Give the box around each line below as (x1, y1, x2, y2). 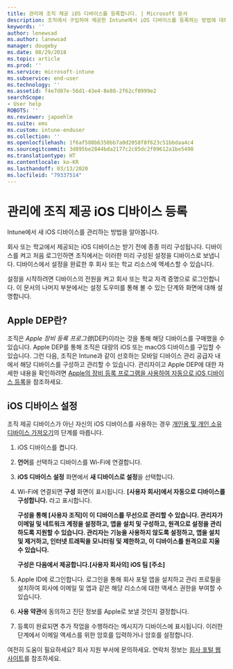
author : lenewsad (7, 29, 58, 37)
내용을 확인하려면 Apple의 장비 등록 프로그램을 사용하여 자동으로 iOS (19, 369, 206, 377)
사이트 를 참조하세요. (7, 654, 61, 663)
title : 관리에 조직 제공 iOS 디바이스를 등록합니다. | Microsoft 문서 (7, 10, 188, 17)
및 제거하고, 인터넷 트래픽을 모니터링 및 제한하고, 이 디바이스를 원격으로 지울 (17, 537, 221, 545)
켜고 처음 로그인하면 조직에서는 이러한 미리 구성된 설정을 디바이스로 (19, 251, 202, 260)
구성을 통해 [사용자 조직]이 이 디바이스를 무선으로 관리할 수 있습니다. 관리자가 (17, 511, 223, 520)
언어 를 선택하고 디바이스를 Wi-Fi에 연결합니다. (17, 458, 142, 466)
